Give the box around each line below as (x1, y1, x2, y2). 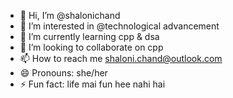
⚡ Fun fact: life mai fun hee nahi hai (19, 78, 166, 90)
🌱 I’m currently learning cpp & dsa (19, 31, 160, 42)
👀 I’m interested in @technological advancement (19, 20, 220, 32)
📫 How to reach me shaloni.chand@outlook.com (19, 53, 223, 64)
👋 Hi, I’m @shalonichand (19, 10, 121, 21)
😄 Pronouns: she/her (19, 67, 108, 79)
